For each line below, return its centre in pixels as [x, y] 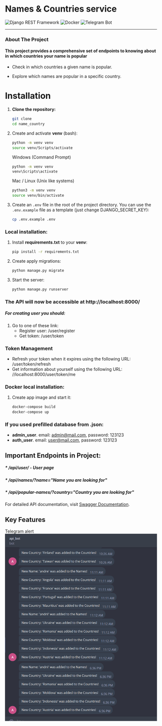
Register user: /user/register [47, 331]
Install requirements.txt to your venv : [50, 242]
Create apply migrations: [36, 261]
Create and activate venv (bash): [45, 133]
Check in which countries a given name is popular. [62, 67]
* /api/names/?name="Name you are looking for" [56, 480]
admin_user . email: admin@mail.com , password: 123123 [68, 435]
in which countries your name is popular [46, 56]
